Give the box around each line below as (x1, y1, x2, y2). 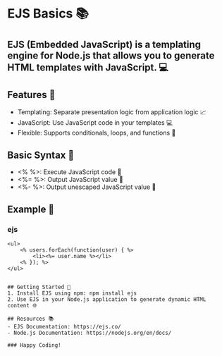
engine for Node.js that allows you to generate (7, 49, 215, 61)
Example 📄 (7, 203, 55, 215)
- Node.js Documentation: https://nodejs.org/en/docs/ (7, 329, 172, 336)
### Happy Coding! (7, 341, 61, 349)
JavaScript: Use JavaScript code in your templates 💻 (17, 118, 173, 127)
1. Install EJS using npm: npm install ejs (7, 290, 137, 297)
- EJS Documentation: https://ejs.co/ (7, 323, 121, 330)
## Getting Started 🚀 (7, 283, 71, 290)
